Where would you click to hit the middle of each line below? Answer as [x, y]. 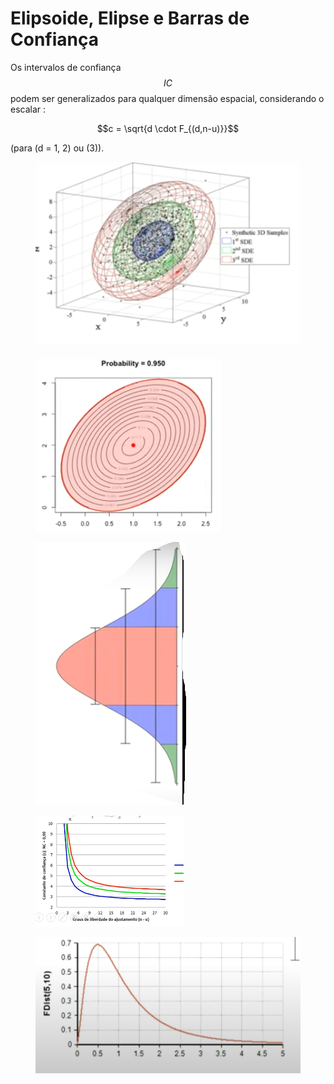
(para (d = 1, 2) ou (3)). [57, 148]
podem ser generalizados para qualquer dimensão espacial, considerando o [167, 98]
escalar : [28, 109]
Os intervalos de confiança [66, 67]
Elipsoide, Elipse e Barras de [130, 18]
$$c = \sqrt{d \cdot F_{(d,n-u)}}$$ [168, 128]
